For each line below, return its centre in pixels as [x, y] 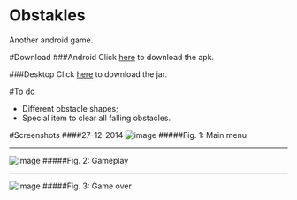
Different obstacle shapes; [70, 108]
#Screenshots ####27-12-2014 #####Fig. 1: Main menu [128, 135]
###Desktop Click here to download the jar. [88, 74]
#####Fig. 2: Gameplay [86, 160]
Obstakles [47, 15]
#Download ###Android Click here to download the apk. [112, 57]
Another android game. [51, 40]
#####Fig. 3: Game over [88, 186]
